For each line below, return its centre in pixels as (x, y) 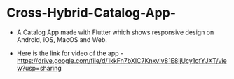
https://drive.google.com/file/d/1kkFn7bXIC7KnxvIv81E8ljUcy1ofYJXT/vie (122, 60)
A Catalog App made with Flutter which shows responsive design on (115, 32)
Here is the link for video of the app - (70, 53)
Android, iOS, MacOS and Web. (62, 39)
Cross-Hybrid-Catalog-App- (91, 13)
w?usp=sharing (39, 68)
